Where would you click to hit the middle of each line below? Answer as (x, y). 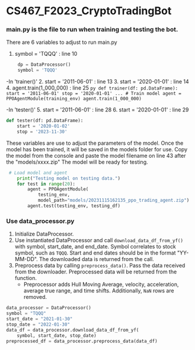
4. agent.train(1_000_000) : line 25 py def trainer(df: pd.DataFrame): (92, 88)
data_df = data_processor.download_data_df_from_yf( (73, 330)
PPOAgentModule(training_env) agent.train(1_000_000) (74, 99)
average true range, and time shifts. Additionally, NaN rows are (99, 291)
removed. (35, 297)
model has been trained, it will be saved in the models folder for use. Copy (97, 149)
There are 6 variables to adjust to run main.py (62, 42)
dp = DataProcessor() (44, 65)
